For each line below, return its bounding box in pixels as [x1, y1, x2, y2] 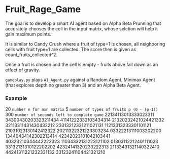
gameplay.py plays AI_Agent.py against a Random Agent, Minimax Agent [5, 76, 156, 83]
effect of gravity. [5, 67, 40, 73]
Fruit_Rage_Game [5, 4, 81, 15]
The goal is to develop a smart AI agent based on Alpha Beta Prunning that [5, 20, 161, 26]
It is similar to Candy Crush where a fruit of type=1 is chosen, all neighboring [5, 41, 165, 47]
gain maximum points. [5, 31, 52, 37]
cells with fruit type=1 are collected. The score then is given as [5, 46, 136, 52]
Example [5, 95, 27, 102]
